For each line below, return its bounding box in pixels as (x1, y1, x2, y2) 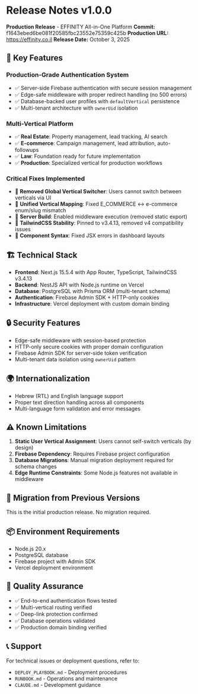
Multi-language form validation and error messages (14, 405, 141, 412)
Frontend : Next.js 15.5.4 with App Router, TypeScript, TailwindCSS (14, 269, 177, 276)
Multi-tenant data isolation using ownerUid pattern (14, 355, 136, 362)
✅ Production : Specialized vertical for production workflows (14, 159, 163, 166)
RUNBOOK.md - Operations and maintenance (14, 674, 117, 682)
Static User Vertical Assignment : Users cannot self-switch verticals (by (14, 438, 191, 445)
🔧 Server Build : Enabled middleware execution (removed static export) (14, 213, 188, 220)
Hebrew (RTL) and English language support (14, 392, 123, 399)
